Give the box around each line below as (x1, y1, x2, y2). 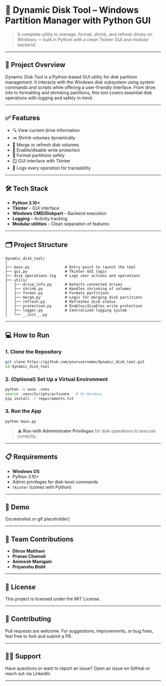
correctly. (17, 433, 37, 439)
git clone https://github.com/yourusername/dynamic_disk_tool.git (5, 359, 145, 364)
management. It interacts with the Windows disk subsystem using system (5, 79, 155, 85)
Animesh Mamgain (12, 559, 52, 565)
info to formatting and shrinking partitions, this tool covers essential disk (5, 89, 152, 95)
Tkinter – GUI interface (12, 205, 59, 211)
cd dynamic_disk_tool (5, 364, 50, 369)
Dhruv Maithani (12, 548, 45, 554)
